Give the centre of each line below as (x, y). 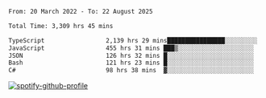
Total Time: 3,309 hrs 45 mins (61, 26)
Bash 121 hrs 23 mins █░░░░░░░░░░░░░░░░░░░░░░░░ (131, 63)
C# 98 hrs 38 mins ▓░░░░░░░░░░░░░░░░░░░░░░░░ (131, 71)
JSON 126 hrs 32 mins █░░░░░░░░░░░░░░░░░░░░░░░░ (131, 55)
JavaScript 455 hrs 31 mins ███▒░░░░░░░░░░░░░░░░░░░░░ (131, 48)
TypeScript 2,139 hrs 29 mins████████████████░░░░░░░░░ (133, 40)
